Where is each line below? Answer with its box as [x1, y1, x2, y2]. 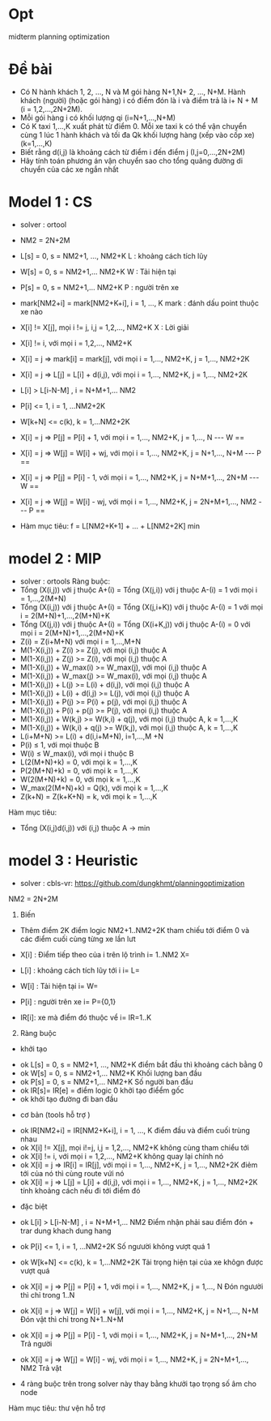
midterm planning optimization [8, 32, 111, 41]
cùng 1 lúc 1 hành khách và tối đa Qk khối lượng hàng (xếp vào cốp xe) [19, 130, 255, 139]
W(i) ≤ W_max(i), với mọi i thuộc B [19, 748, 134, 758]
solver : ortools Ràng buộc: [19, 576, 111, 586]
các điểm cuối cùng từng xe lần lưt [19, 934, 136, 944]
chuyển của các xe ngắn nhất [19, 164, 119, 174]
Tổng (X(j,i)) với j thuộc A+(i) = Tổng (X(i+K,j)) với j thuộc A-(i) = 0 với [19, 619, 251, 629]
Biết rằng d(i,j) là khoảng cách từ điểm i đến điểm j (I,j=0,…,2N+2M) [19, 147, 245, 156]
